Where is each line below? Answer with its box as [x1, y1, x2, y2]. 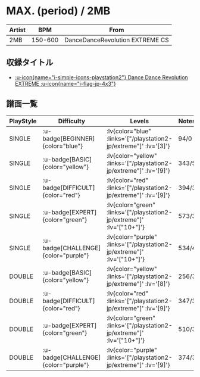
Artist [9, 26, 26, 34]
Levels [130, 117, 149, 125]
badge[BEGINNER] [42, 134, 95, 142]
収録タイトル [6, 58, 54, 68]
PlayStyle [9, 117, 37, 125]
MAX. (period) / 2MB [6, 4, 111, 18]
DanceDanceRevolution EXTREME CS [64, 36, 169, 44]
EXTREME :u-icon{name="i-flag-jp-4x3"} [14, 80, 116, 87]
